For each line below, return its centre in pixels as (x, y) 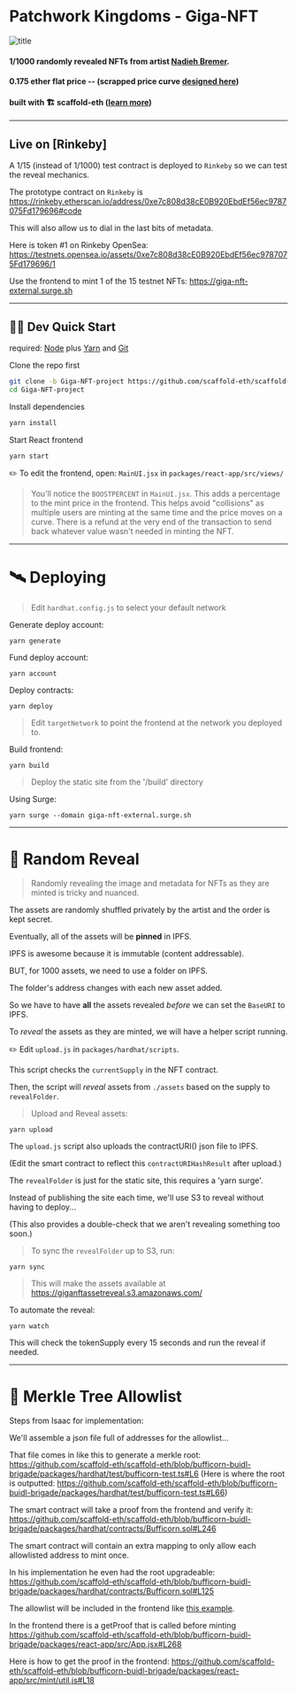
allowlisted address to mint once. (69, 1555)
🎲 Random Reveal (74, 859)
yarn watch (29, 1327)
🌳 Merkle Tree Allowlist (96, 1396)
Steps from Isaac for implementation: (76, 1421)
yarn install (33, 422)
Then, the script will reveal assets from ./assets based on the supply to (140, 1087)
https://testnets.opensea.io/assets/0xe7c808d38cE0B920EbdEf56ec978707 (148, 255)
